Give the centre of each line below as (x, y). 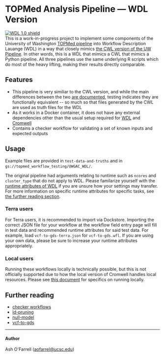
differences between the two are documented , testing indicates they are (85, 97)
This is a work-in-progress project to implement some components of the (79, 38)
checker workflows (32, 307)
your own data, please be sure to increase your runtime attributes (71, 240)
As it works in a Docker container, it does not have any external (76, 112)
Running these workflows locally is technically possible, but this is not (76, 269)
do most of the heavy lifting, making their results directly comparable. (75, 64)
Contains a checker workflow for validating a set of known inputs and (82, 128)
